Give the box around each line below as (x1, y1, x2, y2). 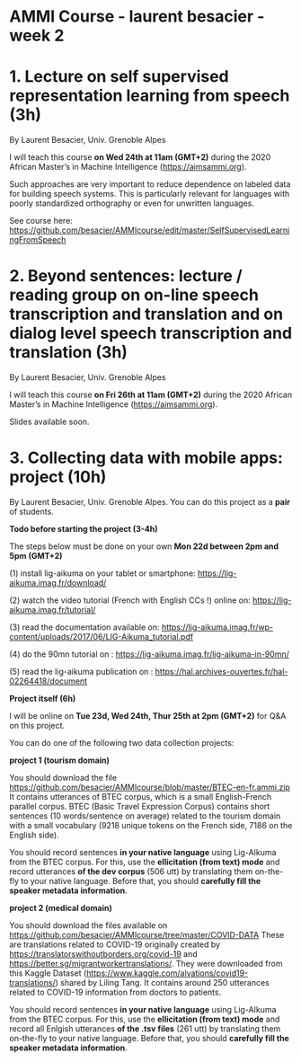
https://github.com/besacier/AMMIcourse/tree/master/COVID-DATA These (9, 930, 285, 940)
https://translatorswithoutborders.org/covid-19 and (9, 949, 198, 959)
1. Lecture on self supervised (9, 66, 229, 87)
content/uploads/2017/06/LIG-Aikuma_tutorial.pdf (9, 632, 194, 642)
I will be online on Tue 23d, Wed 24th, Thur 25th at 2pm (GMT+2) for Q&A (9, 711, 287, 721)
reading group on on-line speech (9, 285, 259, 305)
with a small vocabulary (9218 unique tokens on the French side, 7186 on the (9, 820, 293, 830)
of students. (9, 506, 54, 517)
